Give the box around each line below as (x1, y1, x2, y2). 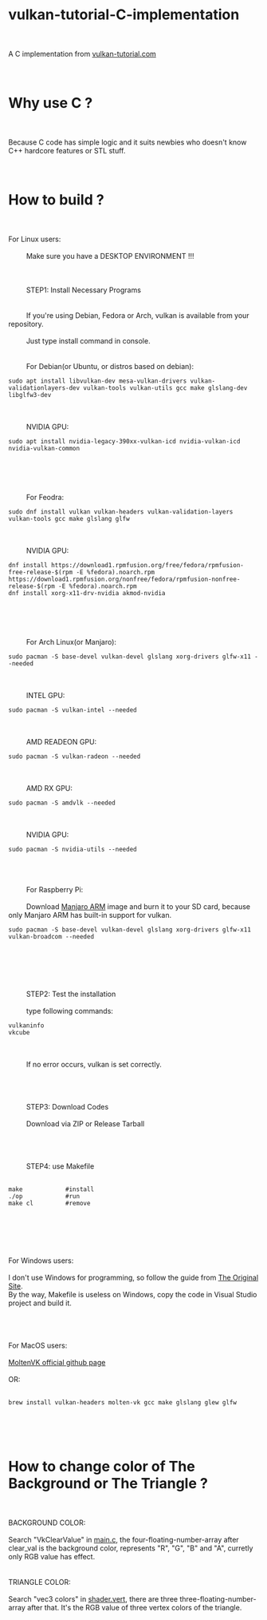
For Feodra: (26, 492, 65, 502)
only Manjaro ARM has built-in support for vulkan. (8, 910, 172, 919)
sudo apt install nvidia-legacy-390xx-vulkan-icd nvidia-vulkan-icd (8, 437, 241, 445)
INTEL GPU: (26, 690, 65, 700)
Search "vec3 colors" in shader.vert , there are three (8, 1594, 179, 1603)
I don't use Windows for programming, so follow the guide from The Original (8, 1273, 259, 1282)
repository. (8, 319, 44, 328)
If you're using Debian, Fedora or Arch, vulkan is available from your (26, 310, 249, 320)
